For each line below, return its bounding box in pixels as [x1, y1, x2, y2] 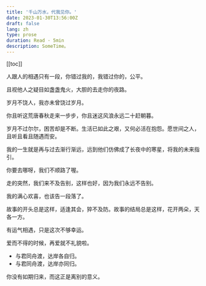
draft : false [6, 20, 40, 26]
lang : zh [6, 26, 29, 33]
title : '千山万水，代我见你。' [6, 9, 77, 15]
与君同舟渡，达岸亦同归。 [15, 260, 80, 267]
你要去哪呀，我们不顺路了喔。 [6, 166, 82, 174]
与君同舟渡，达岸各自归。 [15, 252, 80, 260]
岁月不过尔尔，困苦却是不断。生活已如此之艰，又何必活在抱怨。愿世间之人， [6, 125, 200, 132]
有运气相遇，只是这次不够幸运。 [6, 226, 87, 233]
